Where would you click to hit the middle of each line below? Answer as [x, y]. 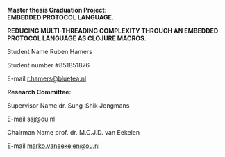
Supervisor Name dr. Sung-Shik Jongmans [68, 106]
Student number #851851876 [49, 65]
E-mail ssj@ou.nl [31, 119]
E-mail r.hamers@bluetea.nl [47, 78]
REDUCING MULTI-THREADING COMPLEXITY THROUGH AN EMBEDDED [113, 31]
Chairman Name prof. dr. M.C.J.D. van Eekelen [74, 132]
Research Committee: [39, 92]
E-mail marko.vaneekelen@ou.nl [53, 146]
